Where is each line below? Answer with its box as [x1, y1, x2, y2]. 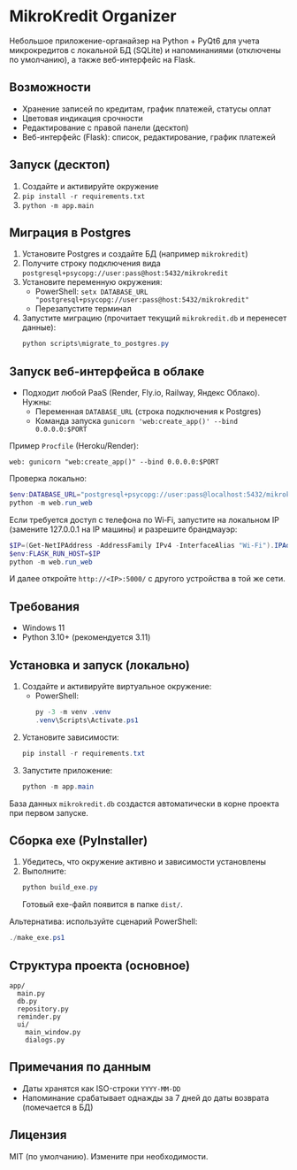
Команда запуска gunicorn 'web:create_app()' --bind [34, 416, 239, 427]
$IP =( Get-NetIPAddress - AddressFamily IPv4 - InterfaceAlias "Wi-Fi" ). [9, 541, 275, 550]
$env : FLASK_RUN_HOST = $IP [9, 549, 101, 558]
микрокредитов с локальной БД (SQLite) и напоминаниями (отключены [9, 44, 281, 55]
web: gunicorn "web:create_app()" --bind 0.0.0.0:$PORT [9, 458, 219, 466]
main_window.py [25, 1028, 81, 1036]
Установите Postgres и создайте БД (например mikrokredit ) [21, 249, 249, 259]
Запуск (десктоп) [9, 158, 110, 173]
